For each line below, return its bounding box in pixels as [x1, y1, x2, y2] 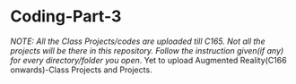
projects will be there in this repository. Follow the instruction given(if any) [10, 45, 284, 55]
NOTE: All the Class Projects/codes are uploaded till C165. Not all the [10, 36, 266, 46]
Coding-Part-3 [10, 6, 122, 27]
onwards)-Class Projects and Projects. [10, 64, 152, 75]
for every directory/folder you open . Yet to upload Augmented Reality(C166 [10, 55, 287, 65]
